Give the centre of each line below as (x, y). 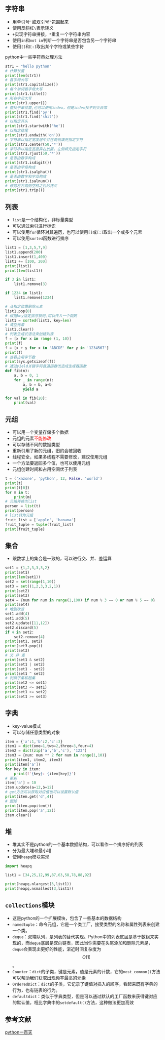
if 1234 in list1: (24, 293)
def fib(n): (17, 371)
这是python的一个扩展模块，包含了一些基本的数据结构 (67, 918)
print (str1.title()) (26, 94)
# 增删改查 (15, 609)
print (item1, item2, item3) (34, 760)
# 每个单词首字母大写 (24, 89)
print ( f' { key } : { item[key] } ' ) (45, 774)
